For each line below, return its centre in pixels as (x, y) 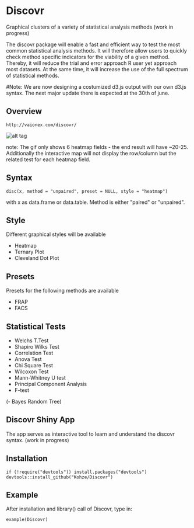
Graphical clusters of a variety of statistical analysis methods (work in (90, 27)
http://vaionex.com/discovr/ (41, 125)
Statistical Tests (36, 326)
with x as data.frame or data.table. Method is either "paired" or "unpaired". (96, 202)
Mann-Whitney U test (40, 378)
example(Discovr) (27, 520)
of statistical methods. (33, 75)
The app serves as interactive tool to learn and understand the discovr (90, 434)
